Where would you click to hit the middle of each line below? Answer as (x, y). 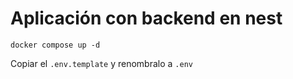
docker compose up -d (55, 45)
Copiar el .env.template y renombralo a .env (101, 63)
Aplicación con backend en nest (146, 18)
